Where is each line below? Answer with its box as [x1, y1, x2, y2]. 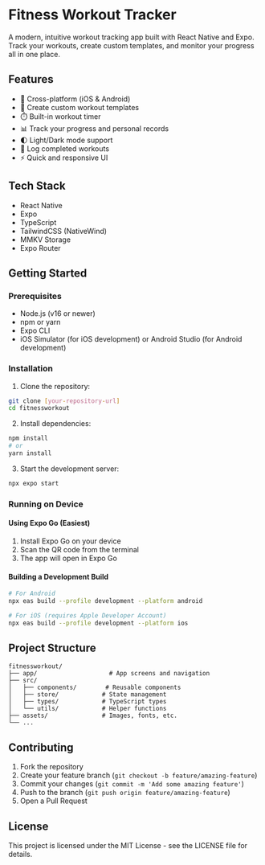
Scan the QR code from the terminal [19, 544, 139, 554]
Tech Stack [8, 179, 66, 193]
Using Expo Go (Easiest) [8, 519, 91, 528]
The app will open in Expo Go [19, 553, 118, 563]
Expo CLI [19, 326, 51, 335]
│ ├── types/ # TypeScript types [8, 698, 167, 706]
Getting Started [8, 266, 88, 280]
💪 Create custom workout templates [19, 102, 139, 112]
